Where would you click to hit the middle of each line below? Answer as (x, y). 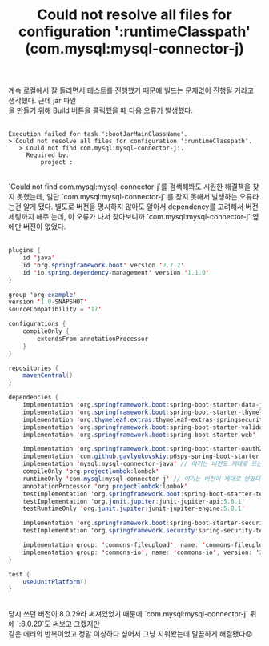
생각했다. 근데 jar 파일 (42, 101)
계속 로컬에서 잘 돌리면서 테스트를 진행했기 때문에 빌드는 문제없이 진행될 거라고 (131, 90)
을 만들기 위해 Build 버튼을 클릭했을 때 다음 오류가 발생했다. (101, 110)
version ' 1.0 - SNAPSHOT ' (48, 302)
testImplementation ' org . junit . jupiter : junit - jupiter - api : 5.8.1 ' (134, 501)
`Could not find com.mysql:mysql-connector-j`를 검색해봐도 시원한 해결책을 (129, 187)
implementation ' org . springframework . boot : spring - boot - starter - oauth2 (143, 449)
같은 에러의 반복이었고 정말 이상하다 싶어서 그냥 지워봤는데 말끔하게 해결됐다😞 (130, 634)
